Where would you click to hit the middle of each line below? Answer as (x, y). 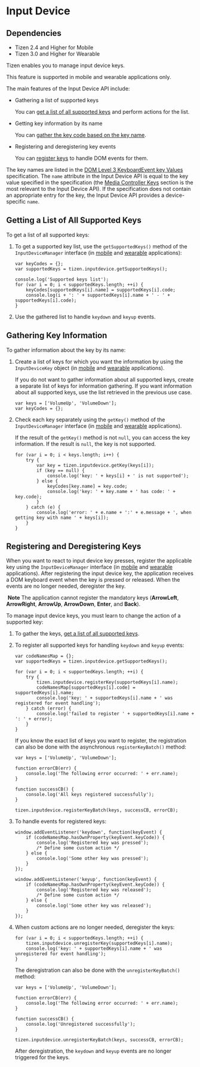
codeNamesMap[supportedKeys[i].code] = (86, 688)
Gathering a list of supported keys (57, 100)
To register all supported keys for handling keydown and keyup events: (99, 645)
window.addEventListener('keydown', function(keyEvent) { (88, 832)
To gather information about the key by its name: (66, 350)
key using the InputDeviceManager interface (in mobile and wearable (90, 567)
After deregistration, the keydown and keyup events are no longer (93, 1051)
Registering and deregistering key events (65, 147)
